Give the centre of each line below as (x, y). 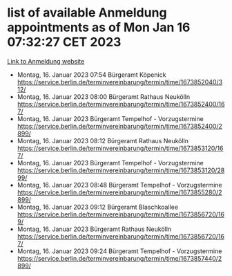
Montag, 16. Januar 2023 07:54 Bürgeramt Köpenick (91, 75)
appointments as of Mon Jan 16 (99, 27)
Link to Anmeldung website (46, 61)
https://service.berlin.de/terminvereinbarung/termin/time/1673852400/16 (121, 104)
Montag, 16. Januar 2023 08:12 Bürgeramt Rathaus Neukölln (103, 140)
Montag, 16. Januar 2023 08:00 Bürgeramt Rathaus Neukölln (104, 96)
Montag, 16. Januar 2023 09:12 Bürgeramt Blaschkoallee (97, 207)
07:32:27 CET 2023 (64, 42)
